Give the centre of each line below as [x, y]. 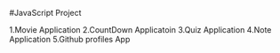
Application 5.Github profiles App [70, 39]
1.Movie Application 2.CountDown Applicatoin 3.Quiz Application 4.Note [140, 30]
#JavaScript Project [45, 13]
